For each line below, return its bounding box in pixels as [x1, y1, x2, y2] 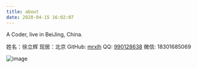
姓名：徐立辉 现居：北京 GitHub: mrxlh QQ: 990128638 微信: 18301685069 [6, 43, 192, 50]
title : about [6, 8, 39, 15]
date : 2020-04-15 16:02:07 [6, 14, 74, 20]
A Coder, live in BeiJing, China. [6, 30, 83, 38]
